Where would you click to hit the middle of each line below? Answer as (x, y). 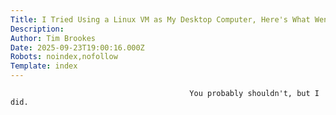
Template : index (44, 66)
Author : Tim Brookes (53, 38)
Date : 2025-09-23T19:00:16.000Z (77, 47)
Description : (37, 29)
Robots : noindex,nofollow (64, 57)
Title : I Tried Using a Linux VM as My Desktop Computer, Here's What (160, 19)
